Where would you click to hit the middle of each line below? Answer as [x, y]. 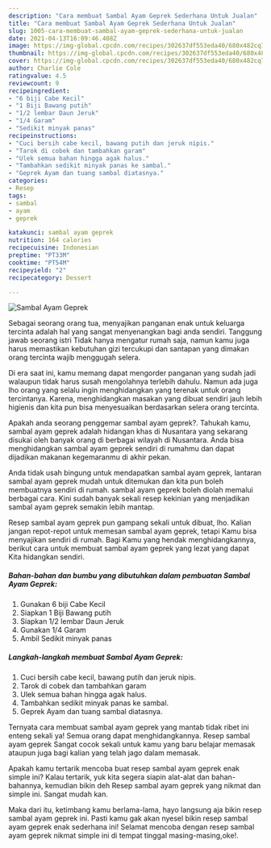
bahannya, [26, 786]
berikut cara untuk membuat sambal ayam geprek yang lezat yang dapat [129, 548]
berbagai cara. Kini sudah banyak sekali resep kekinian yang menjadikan [129, 499]
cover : [19, 61]
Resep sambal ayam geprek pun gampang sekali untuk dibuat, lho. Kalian [130, 523]
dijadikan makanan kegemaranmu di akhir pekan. [90, 457]
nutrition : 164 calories [50, 240]
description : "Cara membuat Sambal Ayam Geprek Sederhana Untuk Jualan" [133, 16]
